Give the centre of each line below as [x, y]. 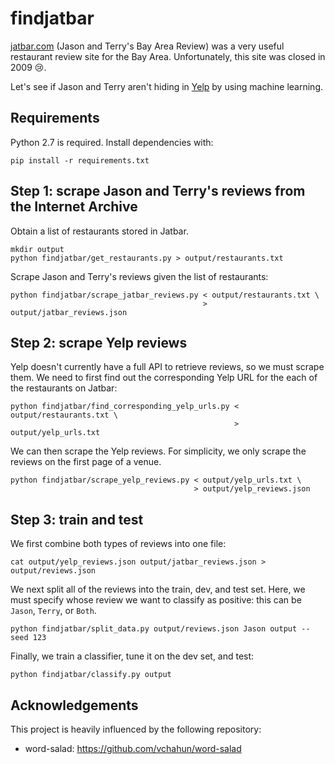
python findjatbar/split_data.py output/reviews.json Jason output [154, 629]
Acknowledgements [74, 705]
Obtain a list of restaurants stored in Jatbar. [99, 231]
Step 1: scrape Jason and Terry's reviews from [158, 191]
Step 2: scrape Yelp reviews [99, 342]
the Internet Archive [74, 207]
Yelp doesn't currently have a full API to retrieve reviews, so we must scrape [167, 367]
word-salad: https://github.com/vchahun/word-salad [133, 748]
